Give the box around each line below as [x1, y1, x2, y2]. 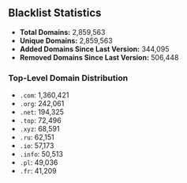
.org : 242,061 [19, 99, 65, 109]
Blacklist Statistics [8, 6, 102, 20]
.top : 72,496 [19, 116, 62, 125]
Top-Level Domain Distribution [8, 72, 129, 83]
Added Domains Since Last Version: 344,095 [19, 44, 170, 54]
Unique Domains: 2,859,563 [19, 36, 113, 45]
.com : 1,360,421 [19, 90, 69, 100]
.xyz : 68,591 [19, 124, 60, 134]
